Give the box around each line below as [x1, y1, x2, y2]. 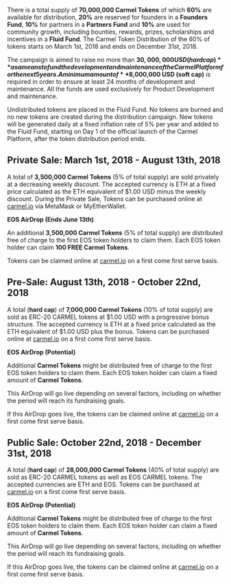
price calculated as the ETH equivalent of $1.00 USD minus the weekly [7, 187, 206, 195]
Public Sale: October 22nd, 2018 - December [7, 437, 202, 449]
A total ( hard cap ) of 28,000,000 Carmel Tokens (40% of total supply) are [7, 466, 219, 474]
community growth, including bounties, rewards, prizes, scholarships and [7, 27, 215, 36]
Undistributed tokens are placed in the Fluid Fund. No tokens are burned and [7, 106, 223, 113]
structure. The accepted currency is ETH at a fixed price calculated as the [7, 319, 216, 328]
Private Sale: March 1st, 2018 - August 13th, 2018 [7, 155, 221, 166]
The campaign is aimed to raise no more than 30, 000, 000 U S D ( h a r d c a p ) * [7, 56, 221, 64]
